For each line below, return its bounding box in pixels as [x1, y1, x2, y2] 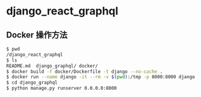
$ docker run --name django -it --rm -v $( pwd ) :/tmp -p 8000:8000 [6, 74, 176, 80]
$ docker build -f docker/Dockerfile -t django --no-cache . [6, 68, 163, 75]
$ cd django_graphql [6, 80, 58, 86]
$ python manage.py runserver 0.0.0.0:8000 [6, 86, 117, 92]
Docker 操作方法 [6, 30, 68, 40]
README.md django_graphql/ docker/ [6, 63, 98, 69]
